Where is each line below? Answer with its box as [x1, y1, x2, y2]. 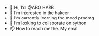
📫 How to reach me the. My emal [9, 26, 78, 31]
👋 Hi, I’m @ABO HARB [9, 5, 54, 10]
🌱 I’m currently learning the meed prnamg [9, 15, 94, 20]
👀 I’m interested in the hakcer [9, 10, 69, 16]
